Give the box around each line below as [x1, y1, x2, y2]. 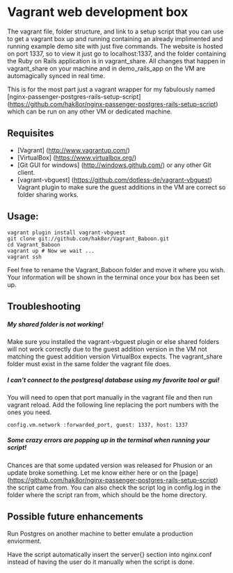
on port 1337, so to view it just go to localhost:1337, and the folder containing [7, 49, 227, 58]
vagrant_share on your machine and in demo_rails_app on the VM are [7, 64, 206, 72]
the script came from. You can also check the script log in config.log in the [7, 483, 221, 492]
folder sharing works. [17, 190, 79, 198]
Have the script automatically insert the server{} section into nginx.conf [7, 550, 212, 558]
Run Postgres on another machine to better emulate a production [7, 529, 193, 537]
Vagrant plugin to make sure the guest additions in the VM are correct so [17, 182, 226, 191]
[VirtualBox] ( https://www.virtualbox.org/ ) [17, 153, 137, 162]
